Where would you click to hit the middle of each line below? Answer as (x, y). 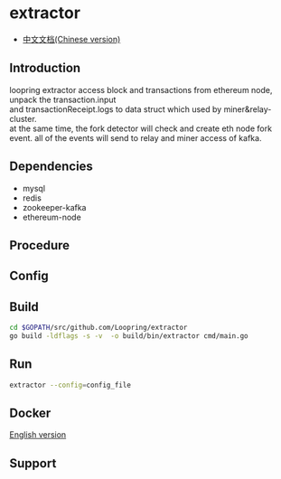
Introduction (45, 68)
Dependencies (51, 167)
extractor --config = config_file (70, 385)
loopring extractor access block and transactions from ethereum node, (141, 89)
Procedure (40, 245)
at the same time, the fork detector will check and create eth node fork (141, 128)
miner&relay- (248, 109)
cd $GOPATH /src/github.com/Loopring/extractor (98, 328)
